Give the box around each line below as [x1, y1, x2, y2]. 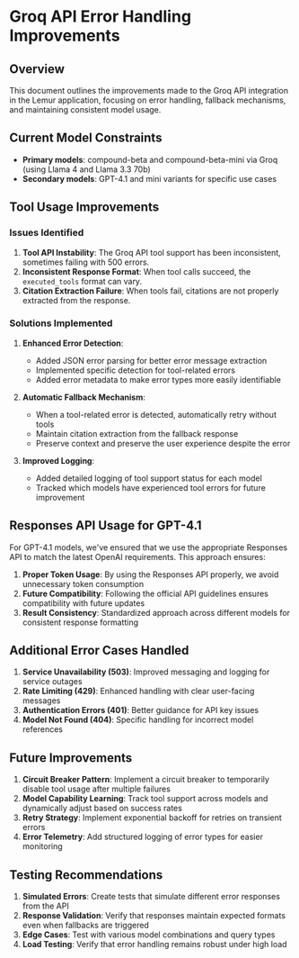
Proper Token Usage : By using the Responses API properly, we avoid [22, 569, 279, 580]
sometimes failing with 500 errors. [22, 257, 150, 267]
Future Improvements [9, 750, 133, 765]
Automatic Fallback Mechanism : [22, 392, 146, 402]
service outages [22, 676, 83, 687]
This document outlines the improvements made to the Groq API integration [9, 86, 289, 95]
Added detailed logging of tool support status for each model [35, 473, 262, 484]
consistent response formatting [22, 617, 139, 628]
